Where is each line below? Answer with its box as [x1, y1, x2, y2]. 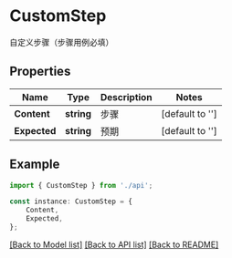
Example [9, 157, 60, 172]
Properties [9, 64, 71, 79]
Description [100, 90, 153, 103]
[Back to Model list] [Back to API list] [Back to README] [9, 239, 219, 250]
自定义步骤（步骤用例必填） [9, 36, 114, 47]
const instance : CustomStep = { [9, 197, 132, 206]
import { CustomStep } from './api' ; [9, 181, 153, 190]
